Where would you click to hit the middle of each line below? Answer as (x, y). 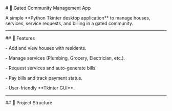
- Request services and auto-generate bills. (51, 68)
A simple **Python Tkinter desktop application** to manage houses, (78, 18)
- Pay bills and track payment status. (44, 78)
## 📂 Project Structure (29, 103)
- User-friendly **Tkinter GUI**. (40, 88)
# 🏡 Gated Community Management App (48, 8)
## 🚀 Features (20, 38)
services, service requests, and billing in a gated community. (69, 23)
